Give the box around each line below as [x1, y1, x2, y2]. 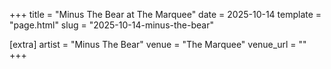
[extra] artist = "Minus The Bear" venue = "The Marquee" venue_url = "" [9, 39, 307, 50]
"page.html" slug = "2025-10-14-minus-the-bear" [9, 19, 214, 31]
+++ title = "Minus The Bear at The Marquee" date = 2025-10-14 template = [9, 9, 322, 20]
